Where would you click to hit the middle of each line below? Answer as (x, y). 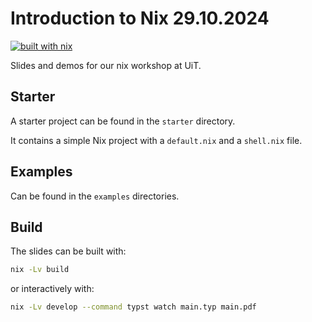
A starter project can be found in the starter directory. (123, 121)
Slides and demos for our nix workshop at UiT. (106, 65)
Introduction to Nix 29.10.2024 (140, 18)
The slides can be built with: (68, 251)
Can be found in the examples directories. (95, 196)
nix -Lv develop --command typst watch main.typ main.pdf (133, 307)
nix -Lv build (40, 270)
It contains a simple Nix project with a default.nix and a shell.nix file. (156, 140)
